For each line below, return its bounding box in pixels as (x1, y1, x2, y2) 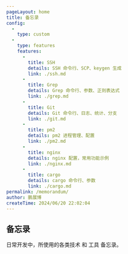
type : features (17, 43, 56, 49)
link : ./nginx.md (28, 161, 71, 167)
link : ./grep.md (28, 93, 69, 99)
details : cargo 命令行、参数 (28, 178, 96, 184)
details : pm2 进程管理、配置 (28, 132, 95, 139)
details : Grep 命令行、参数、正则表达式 (28, 88, 120, 94)
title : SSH (28, 59, 56, 65)
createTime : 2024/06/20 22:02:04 (6, 200, 91, 206)
